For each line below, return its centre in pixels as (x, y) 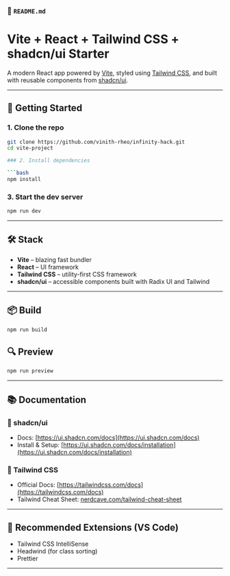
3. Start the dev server (45, 197)
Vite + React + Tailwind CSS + (93, 39)
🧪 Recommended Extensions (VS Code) (93, 527)
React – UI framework (48, 267)
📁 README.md (26, 11)
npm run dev (24, 211)
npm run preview (30, 371)
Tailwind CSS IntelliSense (53, 544)
